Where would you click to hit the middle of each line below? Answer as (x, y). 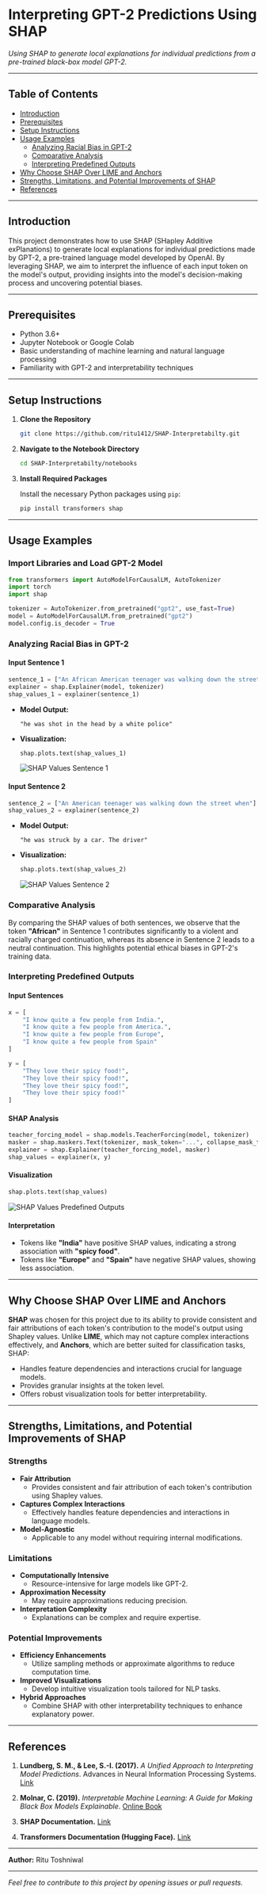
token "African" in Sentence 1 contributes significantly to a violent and (123, 931)
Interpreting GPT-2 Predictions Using (133, 15)
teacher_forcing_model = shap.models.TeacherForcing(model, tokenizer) (129, 1135)
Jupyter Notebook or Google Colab (77, 343)
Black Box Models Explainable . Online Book (91, 1806)
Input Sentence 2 (37, 786)
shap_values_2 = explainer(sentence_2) (74, 810)
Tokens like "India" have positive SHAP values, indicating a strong (128, 1243)
